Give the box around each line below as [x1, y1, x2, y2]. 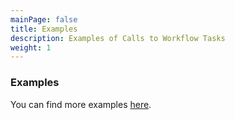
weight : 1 [10, 42, 52, 53]
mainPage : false [10, 14, 78, 25]
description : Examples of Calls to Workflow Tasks [10, 33, 226, 43]
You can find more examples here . [10, 98, 152, 110]
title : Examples [10, 24, 78, 34]
